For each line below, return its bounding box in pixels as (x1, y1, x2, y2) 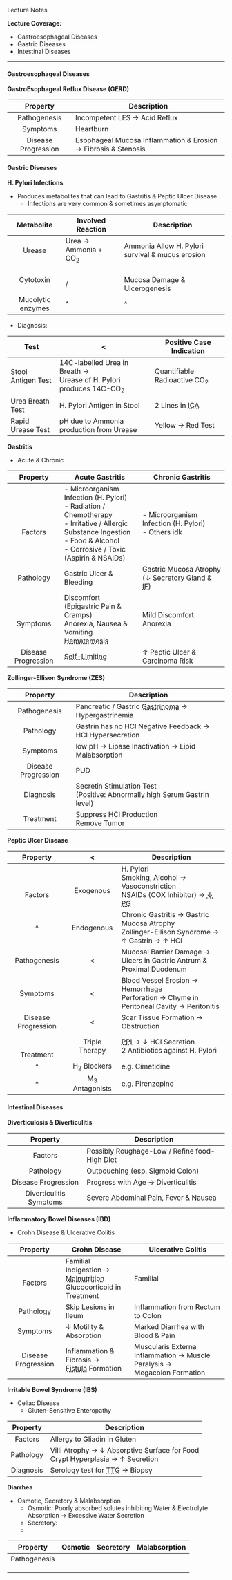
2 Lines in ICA (154, 400, 200, 410)
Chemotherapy (64, 509, 113, 519)
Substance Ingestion (64, 527, 131, 536)
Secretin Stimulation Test (75, 781, 157, 791)
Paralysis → (134, 1360, 173, 1369)
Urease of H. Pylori (59, 375, 121, 384)
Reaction (76, 225, 107, 234)
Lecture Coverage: (7, 19, 62, 27)
